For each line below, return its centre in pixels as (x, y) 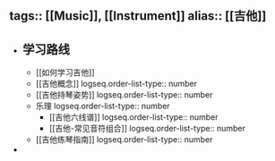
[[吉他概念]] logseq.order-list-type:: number (116, 84)
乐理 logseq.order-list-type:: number (103, 106)
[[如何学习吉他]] (65, 72)
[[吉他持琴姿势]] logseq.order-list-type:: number (124, 95)
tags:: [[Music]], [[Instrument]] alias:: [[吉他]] (138, 16)
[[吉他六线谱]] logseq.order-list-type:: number (133, 117)
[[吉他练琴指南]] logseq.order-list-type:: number (124, 140)
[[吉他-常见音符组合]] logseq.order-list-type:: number (147, 129)
